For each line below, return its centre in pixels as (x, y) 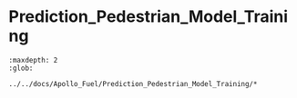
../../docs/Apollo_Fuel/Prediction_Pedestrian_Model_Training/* (133, 83)
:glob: (21, 68)
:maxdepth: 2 (33, 60)
